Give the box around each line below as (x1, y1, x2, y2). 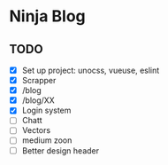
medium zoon (21, 135, 73, 145)
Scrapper (21, 75, 57, 86)
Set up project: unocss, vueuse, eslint (21, 65, 160, 75)
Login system (21, 105, 72, 116)
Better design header (21, 145, 100, 156)
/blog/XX (21, 95, 55, 106)
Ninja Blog (9, 6, 86, 27)
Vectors (21, 125, 51, 136)
